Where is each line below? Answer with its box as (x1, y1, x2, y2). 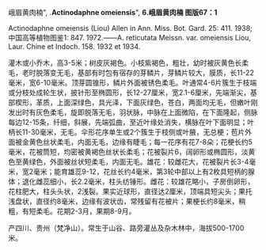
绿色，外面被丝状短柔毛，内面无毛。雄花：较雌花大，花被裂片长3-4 (28, 157, 249, 166)
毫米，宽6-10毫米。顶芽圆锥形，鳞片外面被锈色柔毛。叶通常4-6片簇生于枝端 (8, 78, 257, 87)
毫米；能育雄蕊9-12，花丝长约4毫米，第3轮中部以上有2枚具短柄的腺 (32, 167, 256, 176)
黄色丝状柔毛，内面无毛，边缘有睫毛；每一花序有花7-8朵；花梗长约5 (28, 138, 253, 146)
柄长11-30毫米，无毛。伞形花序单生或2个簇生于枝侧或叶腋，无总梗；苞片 (8, 127, 245, 137)
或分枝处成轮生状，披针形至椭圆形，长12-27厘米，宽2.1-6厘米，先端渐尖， (8, 88, 251, 97)
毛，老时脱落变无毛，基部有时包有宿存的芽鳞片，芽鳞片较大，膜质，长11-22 (8, 68, 255, 78)
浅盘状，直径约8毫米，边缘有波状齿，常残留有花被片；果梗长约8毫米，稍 (8, 197, 246, 206)
